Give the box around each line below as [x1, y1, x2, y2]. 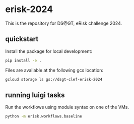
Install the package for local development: [5, 48, 92, 54]
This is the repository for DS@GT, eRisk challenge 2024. [5, 20, 122, 26]
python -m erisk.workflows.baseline [5, 114, 82, 119]
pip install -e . [5, 58, 42, 63]
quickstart [5, 35, 39, 43]
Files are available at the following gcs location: [5, 67, 103, 73]
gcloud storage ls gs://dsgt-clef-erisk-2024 [5, 77, 102, 82]
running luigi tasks [5, 91, 65, 99]
